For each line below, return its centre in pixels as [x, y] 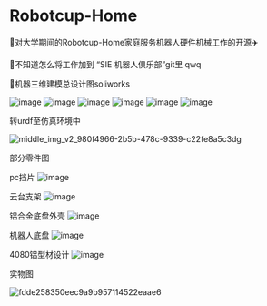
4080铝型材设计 [40, 254]
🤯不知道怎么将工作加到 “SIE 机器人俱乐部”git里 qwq [105, 64]
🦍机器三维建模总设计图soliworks [69, 84]
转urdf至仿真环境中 [45, 120]
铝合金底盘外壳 [37, 216]
